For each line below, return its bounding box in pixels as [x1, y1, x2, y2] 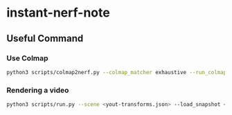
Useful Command [6, 33, 84, 44]
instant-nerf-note [6, 5, 110, 21]
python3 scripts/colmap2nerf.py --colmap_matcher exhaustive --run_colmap [6, 69, 227, 76]
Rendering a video [6, 85, 69, 95]
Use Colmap [6, 53, 49, 63]
